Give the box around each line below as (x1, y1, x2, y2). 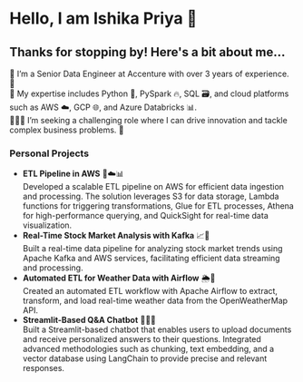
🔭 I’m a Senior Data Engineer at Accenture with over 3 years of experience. (9, 68, 289, 79)
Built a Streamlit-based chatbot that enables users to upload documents (22, 324, 292, 335)
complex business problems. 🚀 (9, 124, 124, 135)
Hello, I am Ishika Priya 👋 (9, 8, 198, 29)
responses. (22, 363, 65, 374)
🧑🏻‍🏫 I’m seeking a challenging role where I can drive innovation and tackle (9, 115, 288, 125)
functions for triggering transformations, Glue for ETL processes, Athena (22, 201, 295, 211)
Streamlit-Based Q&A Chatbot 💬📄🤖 (22, 315, 157, 326)
